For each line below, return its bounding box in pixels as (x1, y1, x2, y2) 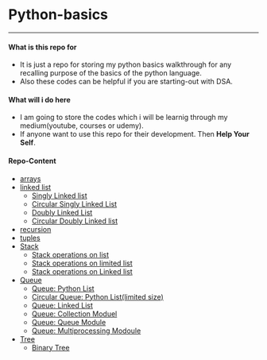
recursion (19, 224, 52, 234)
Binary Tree (31, 343, 70, 352)
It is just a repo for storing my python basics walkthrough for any (19, 60, 232, 69)
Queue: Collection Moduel (31, 308, 118, 319)
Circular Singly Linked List (31, 199, 118, 208)
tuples (19, 233, 41, 242)
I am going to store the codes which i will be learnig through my (19, 113, 228, 122)
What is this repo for (8, 42, 77, 52)
